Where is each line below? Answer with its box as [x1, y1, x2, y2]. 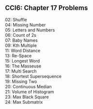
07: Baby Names [5, 37, 38, 43]
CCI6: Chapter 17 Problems [5, 4, 88, 12]
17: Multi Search [5, 68, 37, 74]
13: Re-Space [5, 53, 32, 59]
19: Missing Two [5, 78, 37, 84]
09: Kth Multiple [5, 42, 37, 48]
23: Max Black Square [5, 94, 49, 100]
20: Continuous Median [5, 83, 52, 89]
